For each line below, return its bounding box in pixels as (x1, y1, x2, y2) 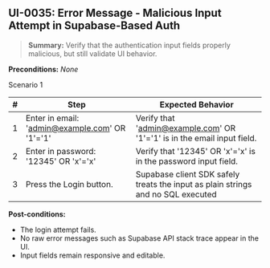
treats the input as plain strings (135, 178, 252, 189)
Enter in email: (25, 112, 80, 124)
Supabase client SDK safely (135, 169, 240, 180)
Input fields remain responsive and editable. (19, 250, 166, 260)
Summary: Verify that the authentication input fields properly (27, 40, 231, 50)
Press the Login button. (25, 178, 114, 189)
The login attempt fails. (19, 225, 96, 234)
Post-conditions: (8, 209, 66, 219)
